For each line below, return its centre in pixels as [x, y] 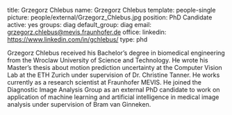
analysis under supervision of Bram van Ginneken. [79, 104]
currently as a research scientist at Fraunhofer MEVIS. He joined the [104, 82]
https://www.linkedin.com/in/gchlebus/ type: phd [77, 39]
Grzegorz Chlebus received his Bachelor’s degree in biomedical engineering [116, 53]
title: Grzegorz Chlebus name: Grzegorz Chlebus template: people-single [111, 10]
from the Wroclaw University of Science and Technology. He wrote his [108, 60]
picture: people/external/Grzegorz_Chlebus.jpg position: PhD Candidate [110, 17]
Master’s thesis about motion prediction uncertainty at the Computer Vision [115, 68]
